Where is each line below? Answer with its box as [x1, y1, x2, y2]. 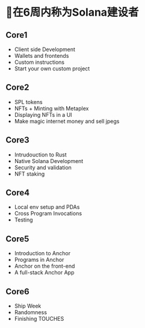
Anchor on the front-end [14, 262, 75, 270]
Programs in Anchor [14, 256, 64, 264]
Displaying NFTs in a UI [14, 111, 73, 118]
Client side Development [14, 46, 76, 53]
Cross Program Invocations [14, 210, 82, 217]
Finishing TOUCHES [14, 315, 64, 323]
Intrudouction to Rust [14, 151, 67, 158]
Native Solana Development [14, 157, 84, 164]
